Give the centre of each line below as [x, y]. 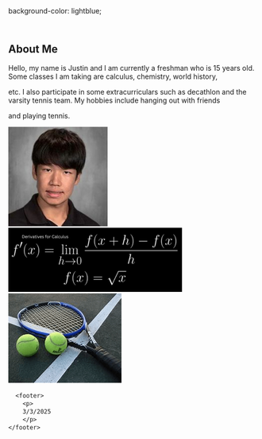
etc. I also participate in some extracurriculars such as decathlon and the [128, 92]
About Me [33, 49]
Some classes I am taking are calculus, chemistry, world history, [113, 76]
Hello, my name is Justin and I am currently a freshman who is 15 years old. [131, 68]
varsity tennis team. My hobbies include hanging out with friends [114, 100]
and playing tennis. [39, 116]
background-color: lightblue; [55, 11]
